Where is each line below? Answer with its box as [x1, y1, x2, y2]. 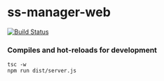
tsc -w [7, 61, 27, 68]
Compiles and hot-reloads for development [7, 45, 158, 55]
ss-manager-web [7, 4, 111, 20]
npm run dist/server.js [7, 68, 77, 75]
